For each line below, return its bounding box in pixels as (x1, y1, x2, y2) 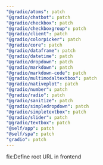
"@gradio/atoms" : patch (6, 8, 65, 15)
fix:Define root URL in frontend (6, 153, 82, 160)
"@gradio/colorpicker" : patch (6, 36, 82, 42)
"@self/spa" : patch (6, 131, 55, 137)
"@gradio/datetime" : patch (6, 53, 73, 59)
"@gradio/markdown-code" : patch (6, 70, 86, 76)
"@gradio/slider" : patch (6, 114, 68, 120)
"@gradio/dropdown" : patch (6, 59, 73, 65)
